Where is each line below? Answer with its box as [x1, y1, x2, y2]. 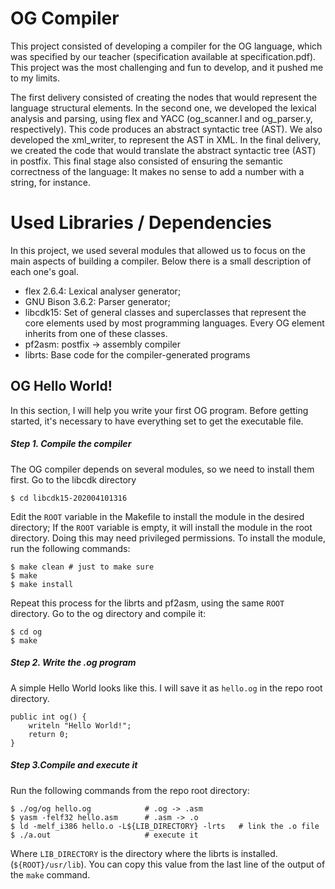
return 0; [28, 729, 70, 739]
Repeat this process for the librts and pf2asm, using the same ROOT [10, 597, 285, 609]
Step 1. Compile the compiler [10, 438, 132, 450]
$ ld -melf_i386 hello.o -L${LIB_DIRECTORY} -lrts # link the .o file [10, 821, 320, 831]
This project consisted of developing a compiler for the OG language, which [10, 40, 323, 52]
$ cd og [10, 627, 43, 637]
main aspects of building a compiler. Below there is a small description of [10, 255, 312, 267]
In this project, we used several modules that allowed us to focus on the [10, 244, 306, 256]
